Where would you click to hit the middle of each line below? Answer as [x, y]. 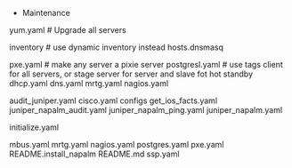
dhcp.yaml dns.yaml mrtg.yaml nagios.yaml [89, 83]
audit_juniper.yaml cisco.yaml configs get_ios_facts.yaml [114, 100]
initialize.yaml [34, 127]
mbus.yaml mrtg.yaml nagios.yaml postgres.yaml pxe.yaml [117, 144]
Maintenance [46, 13]
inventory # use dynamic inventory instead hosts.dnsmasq [117, 47]
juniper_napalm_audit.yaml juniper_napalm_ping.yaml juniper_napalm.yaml [146, 110]
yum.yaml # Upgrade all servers [68, 30]
